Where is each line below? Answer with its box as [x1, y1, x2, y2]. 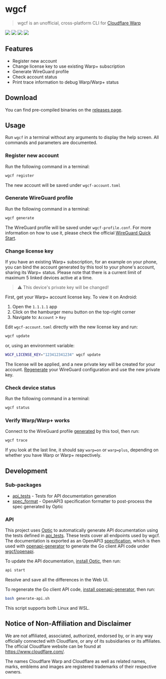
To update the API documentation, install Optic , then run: [5, 558, 121, 564]
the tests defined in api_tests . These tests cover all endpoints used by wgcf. [5, 533, 160, 539]
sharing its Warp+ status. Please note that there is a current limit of [5, 270, 142, 275]
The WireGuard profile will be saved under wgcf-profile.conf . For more [5, 224, 151, 230]
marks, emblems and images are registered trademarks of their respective [5, 664, 157, 670]
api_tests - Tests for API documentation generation [12, 493, 116, 499]
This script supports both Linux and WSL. [5, 605, 90, 611]
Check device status [5, 384, 56, 391]
